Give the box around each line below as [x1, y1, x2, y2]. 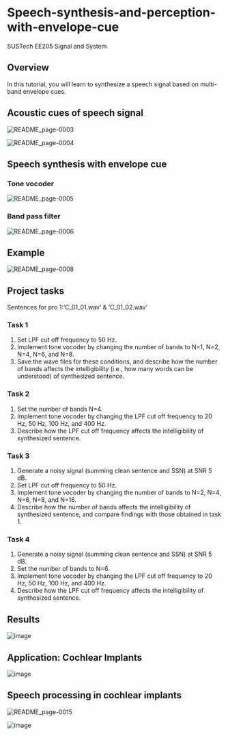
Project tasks [7, 285, 65, 296]
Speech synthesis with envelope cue [7, 158, 167, 170]
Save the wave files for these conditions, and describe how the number [16, 357, 218, 366]
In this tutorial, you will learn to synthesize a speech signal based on [7, 80, 199, 88]
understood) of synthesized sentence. [16, 372, 125, 381]
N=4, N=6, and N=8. [16, 351, 74, 359]
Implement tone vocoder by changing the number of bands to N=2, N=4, [16, 488, 222, 497]
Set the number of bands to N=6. [16, 565, 111, 573]
